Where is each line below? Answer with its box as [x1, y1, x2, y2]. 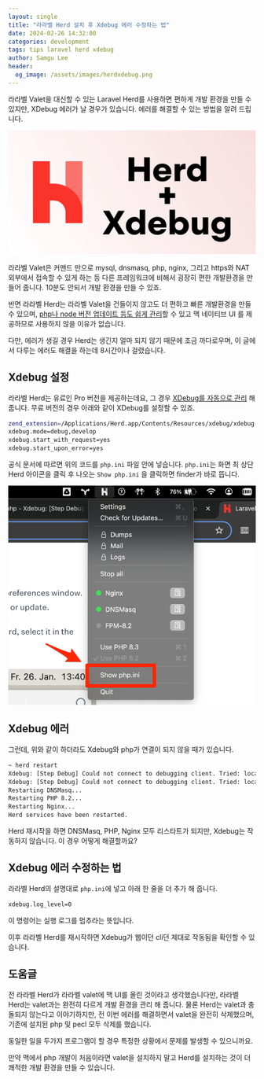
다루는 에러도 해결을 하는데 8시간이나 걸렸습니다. [16, 345, 166, 355]
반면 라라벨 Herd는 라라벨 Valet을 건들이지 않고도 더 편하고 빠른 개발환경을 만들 [8, 299, 251, 308]
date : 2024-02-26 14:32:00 [8, 29, 97, 37]
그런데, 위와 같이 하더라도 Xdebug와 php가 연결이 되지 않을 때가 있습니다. [8, 744, 234, 754]
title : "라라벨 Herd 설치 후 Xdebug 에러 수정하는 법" [8, 20, 170, 29]
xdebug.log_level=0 [8, 900, 72, 908]
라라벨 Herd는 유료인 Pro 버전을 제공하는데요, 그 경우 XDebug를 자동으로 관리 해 [8, 393, 255, 403]
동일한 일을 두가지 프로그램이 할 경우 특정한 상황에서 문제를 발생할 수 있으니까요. [8, 1036, 254, 1045]
